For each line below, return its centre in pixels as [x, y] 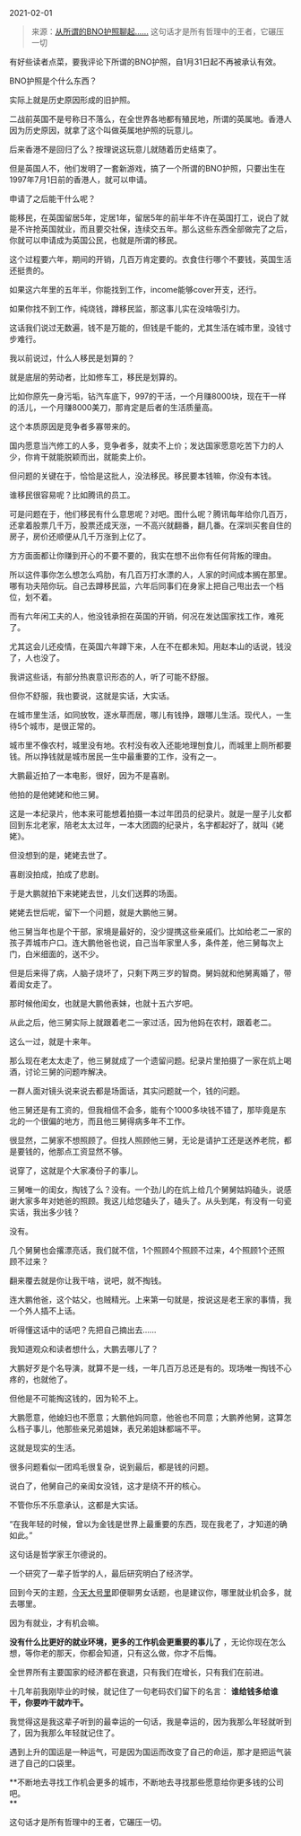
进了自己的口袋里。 [45, 1763]
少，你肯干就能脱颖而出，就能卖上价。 [80, 457]
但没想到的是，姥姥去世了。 [60, 855]
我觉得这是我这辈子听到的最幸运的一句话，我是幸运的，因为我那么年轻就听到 [150, 1722]
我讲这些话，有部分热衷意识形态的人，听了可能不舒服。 [111, 676]
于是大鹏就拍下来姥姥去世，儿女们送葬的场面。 [95, 893]
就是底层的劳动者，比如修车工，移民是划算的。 [95, 377]
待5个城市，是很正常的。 [55, 726]
